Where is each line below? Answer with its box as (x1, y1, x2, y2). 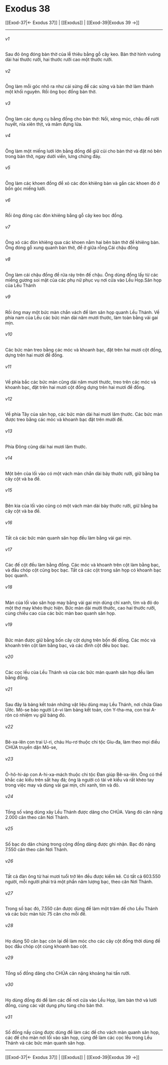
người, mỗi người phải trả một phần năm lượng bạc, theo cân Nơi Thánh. (5, 878, 153, 885)
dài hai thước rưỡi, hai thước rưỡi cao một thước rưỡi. (5, 56, 113, 62)
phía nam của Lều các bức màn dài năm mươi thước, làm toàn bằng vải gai (5, 314, 158, 320)
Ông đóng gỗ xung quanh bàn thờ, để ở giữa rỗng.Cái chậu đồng (5, 244, 138, 250)
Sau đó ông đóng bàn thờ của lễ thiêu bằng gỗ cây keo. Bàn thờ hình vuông (5, 51, 161, 57)
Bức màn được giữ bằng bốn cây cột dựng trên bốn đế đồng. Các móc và (5, 637, 156, 643)
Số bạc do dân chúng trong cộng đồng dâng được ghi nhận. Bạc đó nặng (5, 841, 156, 847)
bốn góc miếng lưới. (5, 185, 46, 191)
